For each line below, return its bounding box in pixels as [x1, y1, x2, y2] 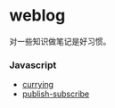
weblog [9, 5, 66, 26]
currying [21, 79, 54, 90]
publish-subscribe [21, 88, 90, 99]
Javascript [9, 59, 57, 71]
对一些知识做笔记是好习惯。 [9, 36, 111, 46]
